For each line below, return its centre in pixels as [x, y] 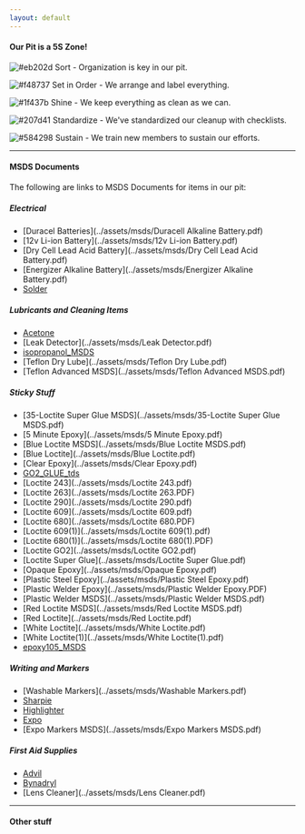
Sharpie [37, 700]
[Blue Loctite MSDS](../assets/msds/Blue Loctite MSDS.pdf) [134, 444]
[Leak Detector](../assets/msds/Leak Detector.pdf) [117, 342]
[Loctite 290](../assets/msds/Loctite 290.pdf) [107, 502]
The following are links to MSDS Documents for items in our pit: [128, 187]
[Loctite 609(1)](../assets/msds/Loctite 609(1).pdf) [116, 531]
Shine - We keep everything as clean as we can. [141, 102]
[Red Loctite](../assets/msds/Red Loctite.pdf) [107, 618]
